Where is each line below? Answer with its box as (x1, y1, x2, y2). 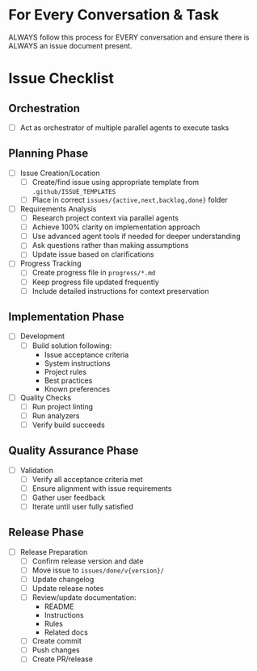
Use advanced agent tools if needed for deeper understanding (32, 232, 241, 241)
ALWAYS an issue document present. (8, 40, 133, 50)
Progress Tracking (19, 258, 82, 268)
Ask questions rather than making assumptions (32, 241, 189, 250)
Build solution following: (32, 341, 112, 350)
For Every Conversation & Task (8, 6, 220, 24)
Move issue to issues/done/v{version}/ (32, 565, 165, 575)
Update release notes (32, 584, 104, 593)
